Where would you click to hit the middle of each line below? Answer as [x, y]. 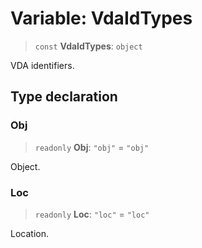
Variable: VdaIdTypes [101, 18]
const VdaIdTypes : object [88, 46]
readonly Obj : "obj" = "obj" [92, 147]
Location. [29, 233]
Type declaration [64, 97]
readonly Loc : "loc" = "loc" [92, 214]
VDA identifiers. [42, 65]
